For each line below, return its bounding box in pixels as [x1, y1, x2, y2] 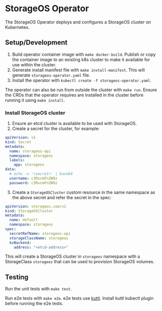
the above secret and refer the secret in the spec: [12, 194, 112, 200]
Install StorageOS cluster [5, 109, 66, 116]
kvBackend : [9, 240, 32, 245]
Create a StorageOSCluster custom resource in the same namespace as [12, 189, 156, 195]
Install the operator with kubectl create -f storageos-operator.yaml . [12, 77, 152, 83]
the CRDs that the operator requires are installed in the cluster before [5, 92, 144, 98]
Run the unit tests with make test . [5, 286, 72, 292]
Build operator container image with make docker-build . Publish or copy [12, 51, 156, 57]
